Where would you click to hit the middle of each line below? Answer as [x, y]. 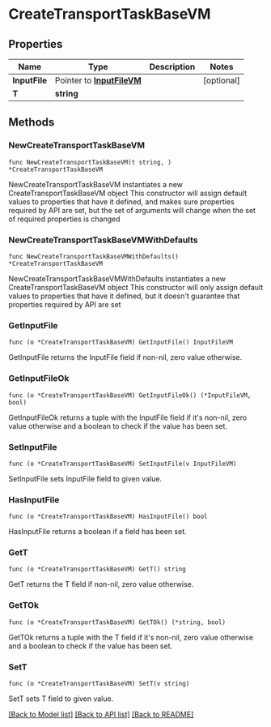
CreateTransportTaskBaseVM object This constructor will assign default [128, 193]
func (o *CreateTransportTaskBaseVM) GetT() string [97, 569]
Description [172, 67]
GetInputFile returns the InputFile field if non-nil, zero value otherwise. [125, 357]
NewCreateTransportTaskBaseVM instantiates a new [96, 184]
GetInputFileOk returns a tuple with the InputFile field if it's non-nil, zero [128, 417]
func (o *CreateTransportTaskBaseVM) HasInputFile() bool [108, 517]
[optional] [222, 80]
